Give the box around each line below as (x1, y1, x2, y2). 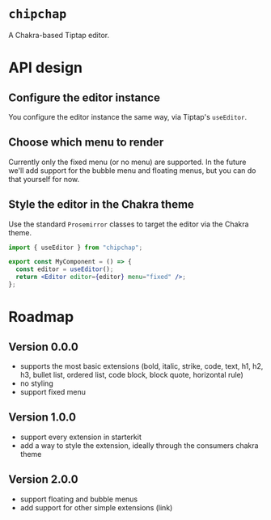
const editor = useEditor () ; (15, 265, 114, 273)
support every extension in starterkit (19, 432, 142, 442)
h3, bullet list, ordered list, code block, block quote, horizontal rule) (19, 370, 244, 379)
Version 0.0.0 (8, 340, 78, 353)
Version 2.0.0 (8, 472, 78, 487)
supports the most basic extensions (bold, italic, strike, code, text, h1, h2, (19, 361, 264, 370)
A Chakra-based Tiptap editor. (8, 30, 110, 40)
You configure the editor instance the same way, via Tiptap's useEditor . (8, 112, 248, 121)
